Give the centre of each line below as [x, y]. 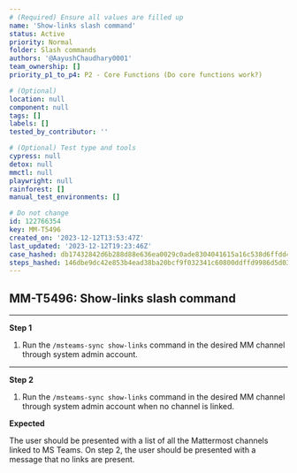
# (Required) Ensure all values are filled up [96, 17]
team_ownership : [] [45, 67]
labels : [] [29, 124]
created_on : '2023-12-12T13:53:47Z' [76, 238]
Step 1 [21, 328]
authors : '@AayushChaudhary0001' [71, 58]
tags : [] [25, 116]
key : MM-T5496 [35, 230]
